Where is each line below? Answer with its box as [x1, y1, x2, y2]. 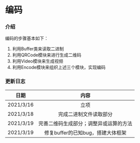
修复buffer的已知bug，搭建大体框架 [44, 129, 127, 136]
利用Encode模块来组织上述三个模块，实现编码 [12, 65, 106, 71]
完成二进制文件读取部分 [58, 110, 113, 117]
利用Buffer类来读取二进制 [12, 46, 64, 52]
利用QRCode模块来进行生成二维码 [12, 52, 81, 58]
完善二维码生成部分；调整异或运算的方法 [38, 120, 133, 127]
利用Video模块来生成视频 [12, 58, 63, 64]
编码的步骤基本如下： [5, 36, 48, 41]
